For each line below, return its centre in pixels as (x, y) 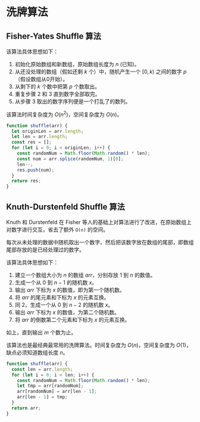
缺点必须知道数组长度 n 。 (37, 352)
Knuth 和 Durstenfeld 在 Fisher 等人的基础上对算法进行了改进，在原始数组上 (99, 222)
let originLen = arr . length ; (48, 131)
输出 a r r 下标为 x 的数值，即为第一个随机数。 (70, 290)
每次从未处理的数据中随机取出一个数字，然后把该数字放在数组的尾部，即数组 (100, 242)
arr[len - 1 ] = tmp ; (42, 397)
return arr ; (26, 408)
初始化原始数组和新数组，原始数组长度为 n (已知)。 (77, 64)
